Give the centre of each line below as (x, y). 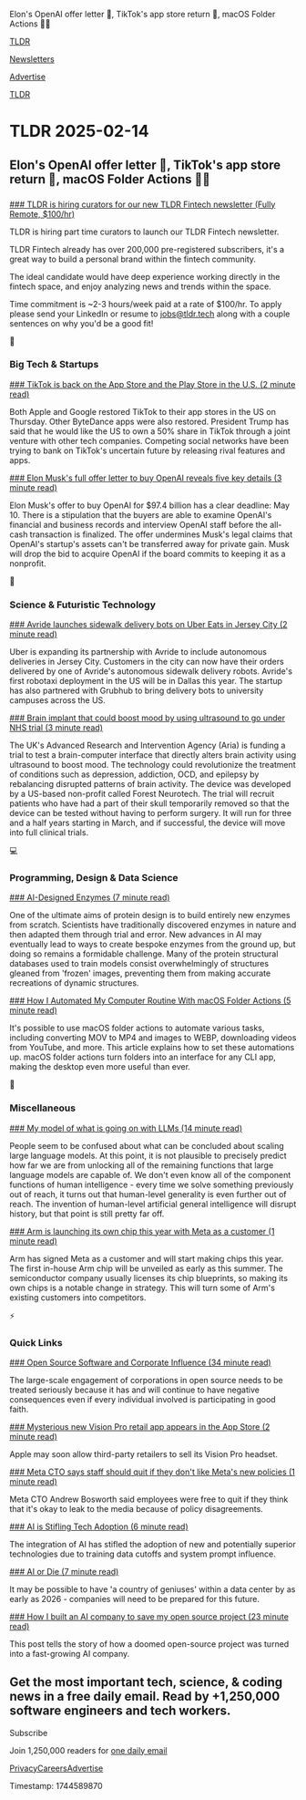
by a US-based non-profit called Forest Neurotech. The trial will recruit (142, 794)
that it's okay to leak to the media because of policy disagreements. (137, 1508)
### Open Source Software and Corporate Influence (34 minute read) (140, 1362)
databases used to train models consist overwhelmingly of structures (139, 964)
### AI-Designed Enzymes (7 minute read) (90, 897)
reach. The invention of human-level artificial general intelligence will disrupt (153, 1204)
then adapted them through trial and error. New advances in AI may (136, 935)
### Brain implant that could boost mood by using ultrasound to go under (147, 718)
